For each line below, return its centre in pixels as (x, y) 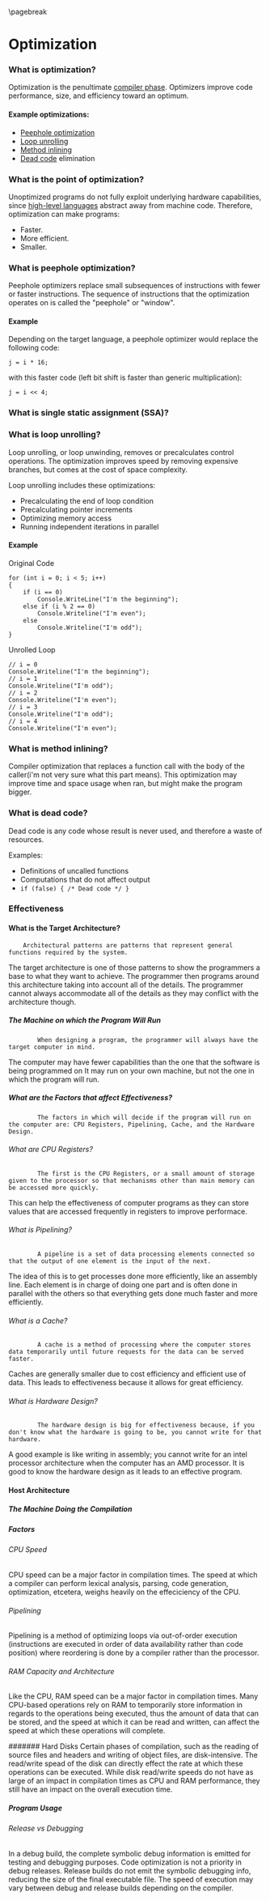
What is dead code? (48, 813)
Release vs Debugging (46, 1828)
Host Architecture (39, 1490)
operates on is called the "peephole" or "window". (92, 303)
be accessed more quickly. (54, 1188)
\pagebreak (27, 12)
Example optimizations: (49, 115)
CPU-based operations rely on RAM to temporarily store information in (126, 1705)
